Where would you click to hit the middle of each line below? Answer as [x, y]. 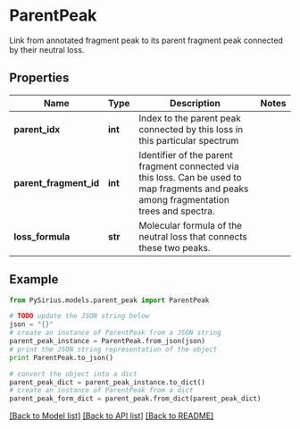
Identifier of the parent [186, 155]
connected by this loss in [191, 129]
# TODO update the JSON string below [79, 316]
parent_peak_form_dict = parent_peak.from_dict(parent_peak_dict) [135, 399]
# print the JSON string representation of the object [113, 349]
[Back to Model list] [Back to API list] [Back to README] [112, 416]
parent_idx [37, 129]
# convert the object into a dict [74, 374]
